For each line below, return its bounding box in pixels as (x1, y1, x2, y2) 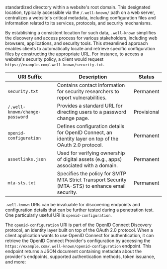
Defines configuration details (57, 123, 125, 130)
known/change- (7, 109, 41, 115)
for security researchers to (57, 88, 119, 95)
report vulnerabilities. (57, 94, 107, 101)
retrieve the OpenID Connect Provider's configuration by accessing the (5, 238, 151, 244)
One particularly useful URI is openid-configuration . (5, 212, 112, 218)
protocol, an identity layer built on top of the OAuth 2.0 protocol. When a (5, 227, 153, 233)
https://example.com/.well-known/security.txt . (5, 62, 105, 67)
